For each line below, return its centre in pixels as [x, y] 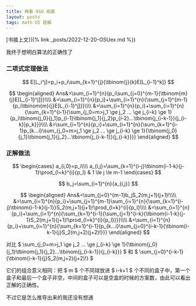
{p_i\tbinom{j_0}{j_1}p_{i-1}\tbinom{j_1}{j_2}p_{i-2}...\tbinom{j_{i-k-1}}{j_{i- [98, 118]
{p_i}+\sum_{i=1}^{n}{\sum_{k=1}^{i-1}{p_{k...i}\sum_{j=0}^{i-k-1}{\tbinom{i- [98, 226]
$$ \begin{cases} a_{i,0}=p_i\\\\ [50, 166]
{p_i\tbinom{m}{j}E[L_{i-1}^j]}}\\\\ [52, 105]
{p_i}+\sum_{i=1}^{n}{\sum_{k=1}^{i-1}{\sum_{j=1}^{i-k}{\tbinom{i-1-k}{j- [98, 214]
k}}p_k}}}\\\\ [33, 124]
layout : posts [23, 17]
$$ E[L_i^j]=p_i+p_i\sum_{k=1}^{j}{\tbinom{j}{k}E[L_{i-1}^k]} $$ [98, 82]
